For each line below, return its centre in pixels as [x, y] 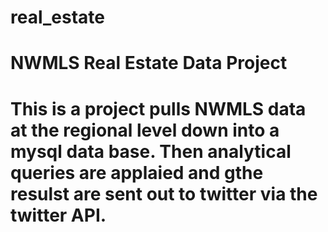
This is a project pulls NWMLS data [158, 108]
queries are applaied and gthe [137, 172]
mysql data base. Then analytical [151, 151]
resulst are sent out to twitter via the [164, 193]
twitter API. [58, 215]
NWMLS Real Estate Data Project [149, 63]
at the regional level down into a [145, 130]
